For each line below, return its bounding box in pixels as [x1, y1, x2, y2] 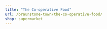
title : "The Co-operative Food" [5, 7, 71, 12]
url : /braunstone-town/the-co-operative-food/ [5, 12, 103, 17]
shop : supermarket [5, 16, 43, 21]
